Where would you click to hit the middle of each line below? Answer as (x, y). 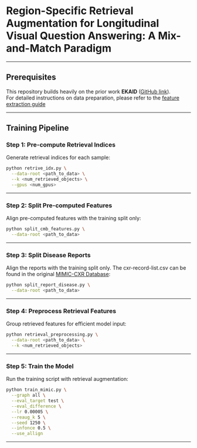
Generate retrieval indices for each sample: (58, 158)
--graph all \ (28, 396)
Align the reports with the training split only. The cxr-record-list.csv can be (96, 268)
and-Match (34, 49)
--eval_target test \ (38, 401)
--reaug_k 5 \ (28, 417)
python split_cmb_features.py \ (45, 229)
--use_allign (27, 434)
